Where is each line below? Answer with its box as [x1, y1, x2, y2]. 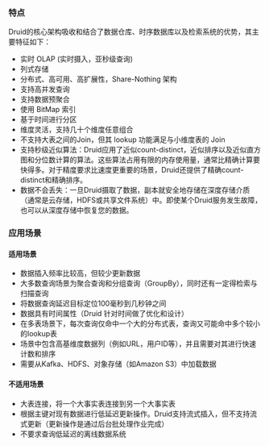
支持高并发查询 [19, 85, 70, 94]
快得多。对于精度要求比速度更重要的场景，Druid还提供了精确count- [19, 165, 244, 175]
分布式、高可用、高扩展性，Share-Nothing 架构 [19, 74, 177, 84]
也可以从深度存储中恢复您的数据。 [19, 206, 134, 215]
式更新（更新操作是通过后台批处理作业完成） [19, 419, 169, 428]
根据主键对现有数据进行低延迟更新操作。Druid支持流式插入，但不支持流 [19, 409, 258, 419]
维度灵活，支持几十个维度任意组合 [19, 125, 134, 135]
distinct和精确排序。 [19, 175, 87, 185]
